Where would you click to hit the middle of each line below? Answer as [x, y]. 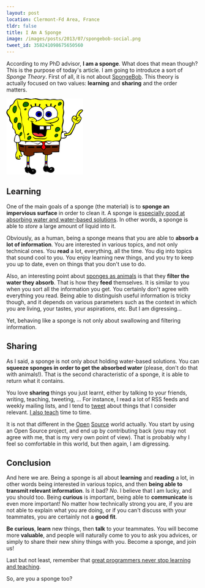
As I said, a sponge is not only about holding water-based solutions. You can [103, 361]
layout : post [23, 13]
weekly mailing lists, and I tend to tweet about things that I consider [91, 406]
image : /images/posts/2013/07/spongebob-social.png [73, 39]
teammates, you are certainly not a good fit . [62, 517]
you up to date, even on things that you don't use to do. [76, 264]
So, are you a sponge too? [39, 579]
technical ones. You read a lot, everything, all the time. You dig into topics [99, 251]
